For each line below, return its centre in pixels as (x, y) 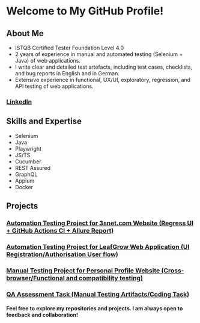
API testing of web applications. (54, 86)
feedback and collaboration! (42, 315)
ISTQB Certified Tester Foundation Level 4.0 (69, 48)
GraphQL (26, 174)
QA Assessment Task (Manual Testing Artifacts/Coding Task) (98, 294)
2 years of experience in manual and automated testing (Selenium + (99, 54)
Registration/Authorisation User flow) (62, 254)
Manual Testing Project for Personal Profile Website (83, 271)
